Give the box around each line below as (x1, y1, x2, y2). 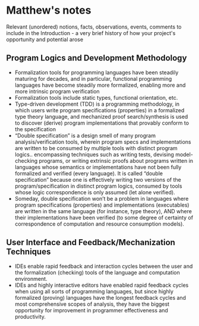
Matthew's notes (6, 4, 91, 17)
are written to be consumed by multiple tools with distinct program (14, 144, 178, 151)
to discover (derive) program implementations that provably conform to (14, 119, 189, 126)
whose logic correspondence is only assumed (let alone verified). (14, 188, 175, 196)
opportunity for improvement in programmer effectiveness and (14, 306, 168, 314)
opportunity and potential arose (6, 36, 84, 43)
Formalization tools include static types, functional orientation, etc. (14, 94, 178, 101)
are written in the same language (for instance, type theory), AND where (14, 207, 192, 214)
